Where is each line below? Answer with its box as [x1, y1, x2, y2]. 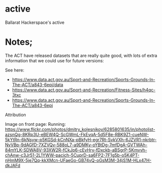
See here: [5, 67, 24, 73]
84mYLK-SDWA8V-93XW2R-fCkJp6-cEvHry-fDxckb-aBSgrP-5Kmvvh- [5, 147, 147, 153]
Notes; [5, 36, 33, 48]
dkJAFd [5, 162, 20, 168]
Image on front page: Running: [5, 121, 66, 127]
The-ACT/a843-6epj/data [12, 82, 64, 87]
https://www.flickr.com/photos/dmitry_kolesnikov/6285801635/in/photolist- [5, 126, 155, 132]
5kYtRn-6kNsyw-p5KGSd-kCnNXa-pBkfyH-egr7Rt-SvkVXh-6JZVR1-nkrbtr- [5, 137, 157, 142]
